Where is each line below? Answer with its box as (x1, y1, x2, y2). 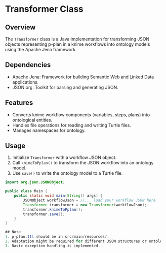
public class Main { (5, 189, 48, 194)
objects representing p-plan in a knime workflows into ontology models (5, 41, 150, 47)
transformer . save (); (23, 212, 65, 217)
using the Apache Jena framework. (5, 47, 77, 52)
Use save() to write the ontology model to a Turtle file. (12, 170, 123, 176)
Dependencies (5, 61, 51, 69)
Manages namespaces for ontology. (12, 127, 86, 133)
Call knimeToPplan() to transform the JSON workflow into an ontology (12, 160, 154, 166)
